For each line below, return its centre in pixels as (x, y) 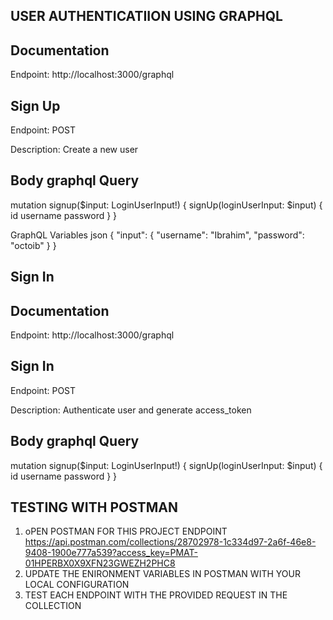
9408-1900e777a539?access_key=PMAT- (111, 553)
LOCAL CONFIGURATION (77, 585)
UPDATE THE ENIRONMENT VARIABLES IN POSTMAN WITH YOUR (162, 574)
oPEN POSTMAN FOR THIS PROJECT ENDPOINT (126, 531)
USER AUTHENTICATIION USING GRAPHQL (146, 16)
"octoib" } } (33, 245)
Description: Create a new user (74, 150)
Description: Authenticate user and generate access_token (131, 410)
